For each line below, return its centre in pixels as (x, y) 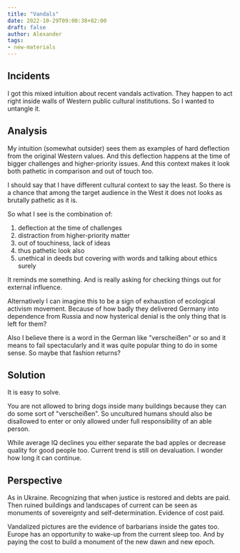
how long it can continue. (45, 458)
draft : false (27, 27)
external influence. (35, 287)
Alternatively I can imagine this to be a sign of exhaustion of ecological (111, 301)
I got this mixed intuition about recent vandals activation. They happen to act (120, 93)
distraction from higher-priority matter (74, 235)
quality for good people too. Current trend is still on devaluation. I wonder (115, 450)
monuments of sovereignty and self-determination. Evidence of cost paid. (116, 513)
